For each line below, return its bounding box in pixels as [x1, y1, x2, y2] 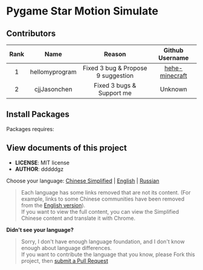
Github [163, 47, 184, 54]
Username [158, 54, 189, 62]
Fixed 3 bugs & [93, 82, 137, 89]
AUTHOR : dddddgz [14, 165, 64, 173]
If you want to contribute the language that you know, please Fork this [21, 251, 195, 258]
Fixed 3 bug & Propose [82, 64, 147, 72]
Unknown [159, 85, 187, 93]
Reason [103, 50, 126, 58]
